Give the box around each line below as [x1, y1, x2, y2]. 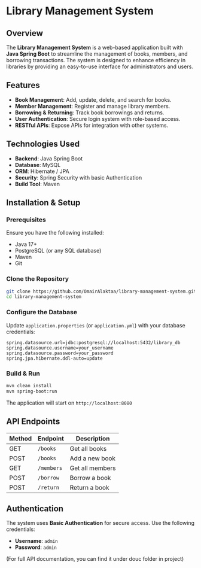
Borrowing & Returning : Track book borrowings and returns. [14, 109, 165, 116]
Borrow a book [69, 473, 111, 482]
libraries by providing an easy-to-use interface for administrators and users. [6, 63, 193, 70]
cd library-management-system [6, 294, 82, 300]
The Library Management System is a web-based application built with [6, 44, 184, 51]
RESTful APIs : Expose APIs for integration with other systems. [14, 122, 169, 129]
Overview [6, 28, 44, 38]
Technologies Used [6, 139, 80, 149]
